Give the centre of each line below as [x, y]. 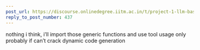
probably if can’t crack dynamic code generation [66, 40]
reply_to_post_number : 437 [39, 17]
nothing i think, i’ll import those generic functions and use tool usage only [96, 34]
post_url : [18, 12]
